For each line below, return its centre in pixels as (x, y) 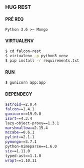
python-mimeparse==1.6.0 (31, 146)
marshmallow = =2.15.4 (27, 128)
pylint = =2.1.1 (20, 137)
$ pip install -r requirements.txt (42, 61)
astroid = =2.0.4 (21, 105)
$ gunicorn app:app (25, 83)
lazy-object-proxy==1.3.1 (32, 123)
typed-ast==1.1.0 (23, 156)
